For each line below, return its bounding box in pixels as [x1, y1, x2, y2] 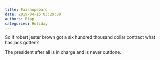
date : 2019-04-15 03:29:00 [5, 12, 61, 17]
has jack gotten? [5, 40, 39, 46]
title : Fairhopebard [5, 7, 48, 12]
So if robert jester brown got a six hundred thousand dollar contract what [5, 34, 156, 40]
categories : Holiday [5, 21, 48, 26]
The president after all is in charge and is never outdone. [5, 49, 121, 55]
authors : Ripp [5, 16, 35, 21]
